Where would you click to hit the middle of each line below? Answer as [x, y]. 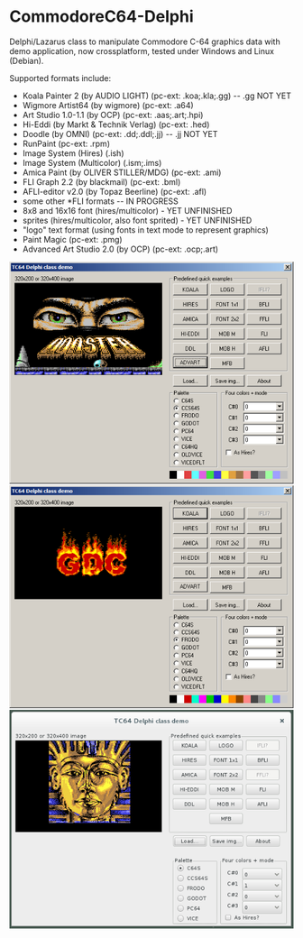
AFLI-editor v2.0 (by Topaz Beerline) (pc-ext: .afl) [115, 191]
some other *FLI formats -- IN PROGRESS [100, 201]
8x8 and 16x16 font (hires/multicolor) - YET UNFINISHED [127, 210]
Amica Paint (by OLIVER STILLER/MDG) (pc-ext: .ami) [122, 172]
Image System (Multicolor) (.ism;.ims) [92, 162]
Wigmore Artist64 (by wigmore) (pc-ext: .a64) [108, 105]
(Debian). [27, 60]
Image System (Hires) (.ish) [73, 153]
